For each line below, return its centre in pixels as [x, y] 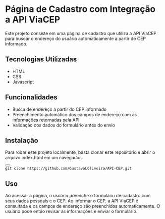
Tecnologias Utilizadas [41, 60]
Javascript [23, 82]
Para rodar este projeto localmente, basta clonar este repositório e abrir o [80, 152]
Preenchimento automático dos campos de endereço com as [75, 114]
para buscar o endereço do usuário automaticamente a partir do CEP [76, 39]
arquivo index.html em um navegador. [44, 158]
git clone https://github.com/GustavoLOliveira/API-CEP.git [69, 169]
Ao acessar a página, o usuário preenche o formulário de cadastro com [78, 196]
